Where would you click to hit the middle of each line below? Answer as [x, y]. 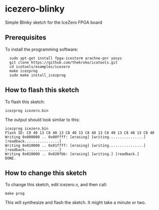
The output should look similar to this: [43, 119]
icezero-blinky [35, 9]
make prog [15, 194]
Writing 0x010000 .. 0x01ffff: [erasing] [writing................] [75, 145]
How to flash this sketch [42, 90]
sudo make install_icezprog [38, 75]
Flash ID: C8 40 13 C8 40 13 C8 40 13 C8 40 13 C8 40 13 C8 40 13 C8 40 [80, 133]
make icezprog [23, 71]
